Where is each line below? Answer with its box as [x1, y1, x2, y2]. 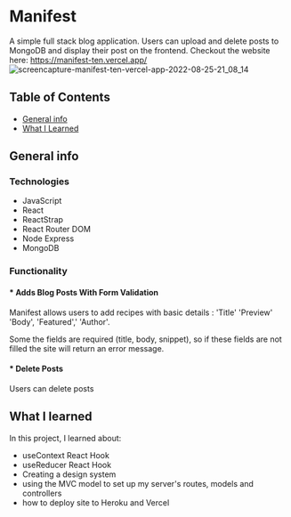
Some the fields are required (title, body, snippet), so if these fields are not [9, 334, 282, 344]
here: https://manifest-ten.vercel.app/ [9, 54, 148, 65]
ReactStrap [21, 214, 64, 225]
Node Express [21, 233, 75, 244]
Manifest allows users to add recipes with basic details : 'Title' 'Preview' [9, 307, 273, 318]
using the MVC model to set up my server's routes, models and [21, 478, 254, 489]
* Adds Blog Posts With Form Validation [9, 287, 158, 297]
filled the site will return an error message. [9, 343, 165, 353]
